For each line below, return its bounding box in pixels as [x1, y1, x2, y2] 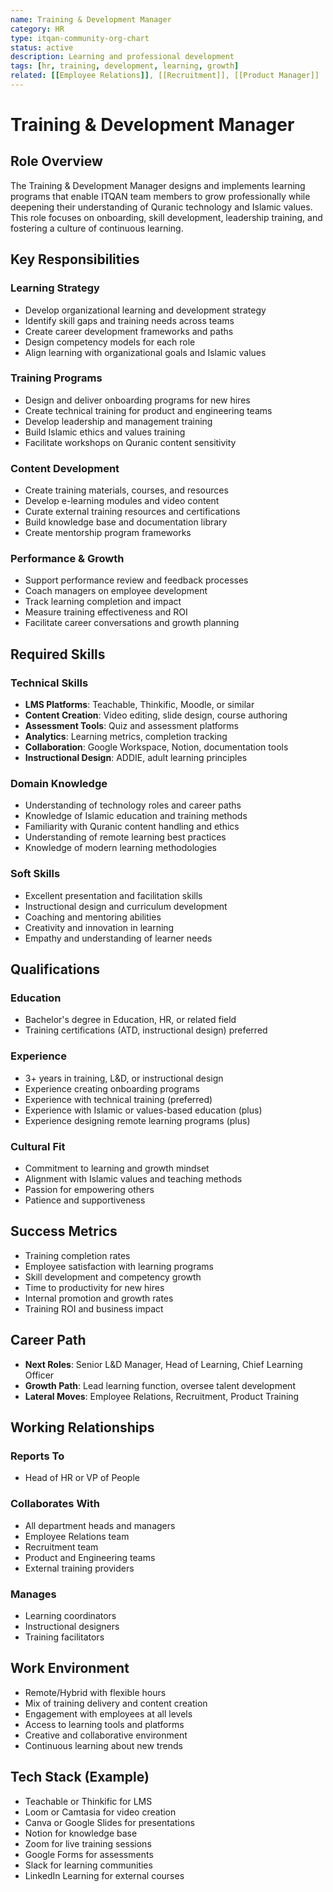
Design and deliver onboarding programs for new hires [24, 394, 251, 406]
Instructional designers [24, 1620, 120, 1632]
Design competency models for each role [24, 336, 196, 348]
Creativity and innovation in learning [24, 921, 175, 933]
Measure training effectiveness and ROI [24, 606, 188, 618]
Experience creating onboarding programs [24, 1082, 200, 1095]
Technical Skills [10, 676, 89, 690]
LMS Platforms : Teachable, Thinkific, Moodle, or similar [24, 699, 255, 711]
